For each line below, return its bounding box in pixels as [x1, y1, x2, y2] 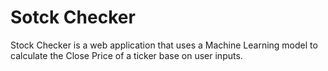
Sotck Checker [10, 6, 136, 29]
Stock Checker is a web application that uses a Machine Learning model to [10, 39, 318, 51]
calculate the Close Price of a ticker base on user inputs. [10, 49, 243, 61]
